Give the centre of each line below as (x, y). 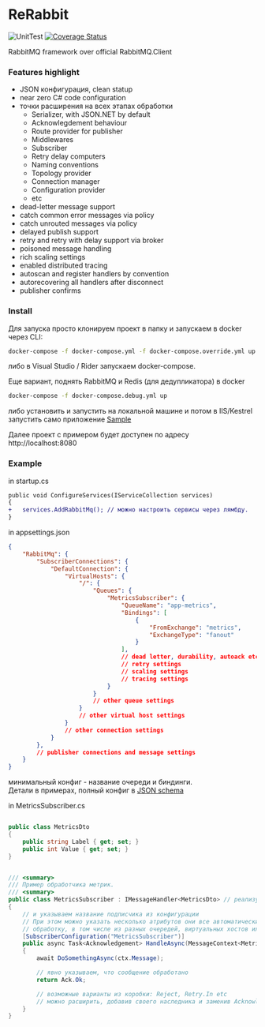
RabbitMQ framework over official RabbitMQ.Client (90, 51)
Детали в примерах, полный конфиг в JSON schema (96, 790)
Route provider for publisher (77, 131)
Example (25, 463)
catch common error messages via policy (87, 216)
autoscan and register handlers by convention (94, 274)
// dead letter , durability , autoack (183, 657)
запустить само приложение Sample (70, 419)
